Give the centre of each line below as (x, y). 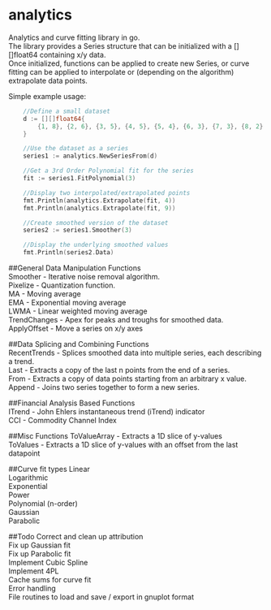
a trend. (22, 361)
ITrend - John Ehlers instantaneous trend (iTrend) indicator (107, 412)
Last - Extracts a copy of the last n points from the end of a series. (119, 370)
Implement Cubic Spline (48, 563)
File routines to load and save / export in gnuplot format (101, 597)
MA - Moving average (45, 294)
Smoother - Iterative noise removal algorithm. (84, 277)
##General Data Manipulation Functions (75, 268)
